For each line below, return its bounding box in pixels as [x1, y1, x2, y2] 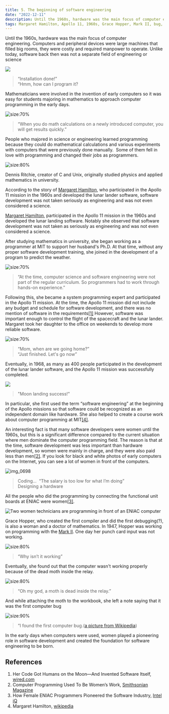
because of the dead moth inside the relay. [5, 569, 94, 575]
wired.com [12, 676, 35, 682]
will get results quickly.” [17, 126, 67, 132]
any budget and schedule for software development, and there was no [5, 305, 151, 311]
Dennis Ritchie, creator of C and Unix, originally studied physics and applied [5, 172, 163, 178]
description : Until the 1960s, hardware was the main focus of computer [5, 17, 161, 22]
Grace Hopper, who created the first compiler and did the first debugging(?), [5, 518, 163, 524]
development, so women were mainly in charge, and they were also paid [5, 448, 155, 454]
